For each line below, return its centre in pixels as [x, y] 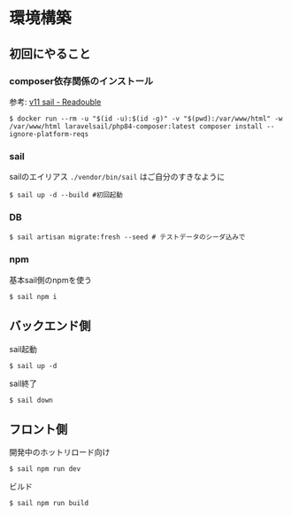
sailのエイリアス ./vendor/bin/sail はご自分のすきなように [117, 177]
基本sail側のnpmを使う [51, 280]
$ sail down [31, 400]
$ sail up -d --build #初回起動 [66, 196]
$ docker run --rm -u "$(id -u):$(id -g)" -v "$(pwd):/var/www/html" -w [146, 119]
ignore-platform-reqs [49, 134]
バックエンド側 [50, 326]
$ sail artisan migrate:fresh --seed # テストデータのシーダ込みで [127, 237]
